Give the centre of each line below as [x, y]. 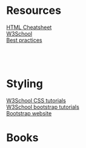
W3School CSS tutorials [36, 100]
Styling [25, 84]
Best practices [24, 40]
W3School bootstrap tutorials [43, 107]
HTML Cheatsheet [29, 27]
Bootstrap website [29, 113]
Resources [34, 11]
